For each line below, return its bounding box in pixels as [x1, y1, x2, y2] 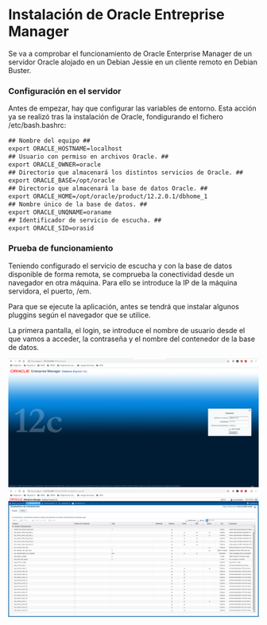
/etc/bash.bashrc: [8, 121, 67, 130]
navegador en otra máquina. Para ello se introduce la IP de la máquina [8, 278, 238, 287]
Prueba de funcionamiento [8, 243, 114, 254]
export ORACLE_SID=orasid [8, 224, 94, 232]
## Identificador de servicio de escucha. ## [8, 216, 161, 224]
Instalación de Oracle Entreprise [8, 6, 225, 24]
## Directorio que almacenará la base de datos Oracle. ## [8, 184, 208, 192]
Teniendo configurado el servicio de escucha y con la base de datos [8, 261, 233, 270]
